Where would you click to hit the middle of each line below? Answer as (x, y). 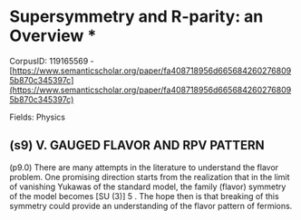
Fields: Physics (38, 117)
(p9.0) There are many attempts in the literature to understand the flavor (144, 167)
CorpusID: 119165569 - (52, 61)
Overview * (53, 36)
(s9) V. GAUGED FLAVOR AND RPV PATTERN (137, 145)
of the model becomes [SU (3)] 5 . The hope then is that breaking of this (144, 196)
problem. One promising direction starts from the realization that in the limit (150, 177)
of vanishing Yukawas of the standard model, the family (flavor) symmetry (148, 187)
